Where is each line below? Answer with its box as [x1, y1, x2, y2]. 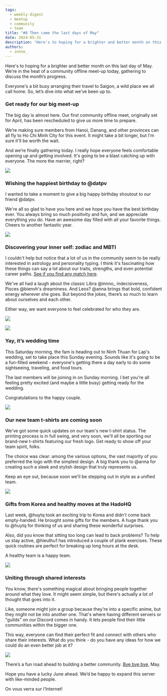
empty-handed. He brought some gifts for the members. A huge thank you [5, 517, 158, 523]
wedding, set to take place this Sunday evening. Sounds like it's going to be [5, 354, 161, 360]
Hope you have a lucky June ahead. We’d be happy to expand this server [5, 671, 156, 677]
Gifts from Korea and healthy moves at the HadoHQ [5, 500, 132, 507]
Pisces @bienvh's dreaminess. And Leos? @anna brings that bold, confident [5, 286, 162, 292]
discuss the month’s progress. [5, 73, 67, 79]
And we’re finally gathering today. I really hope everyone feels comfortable [5, 147, 159, 153]
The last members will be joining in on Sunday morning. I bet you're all [5, 374, 150, 380]
